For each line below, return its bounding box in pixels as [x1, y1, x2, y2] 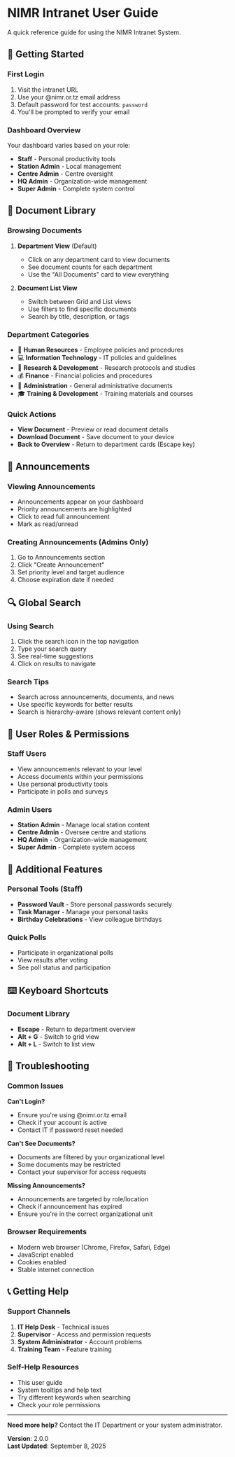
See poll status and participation [17, 963, 111, 972]
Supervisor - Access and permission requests [17, 1330, 152, 1339]
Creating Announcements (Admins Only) [7, 537, 149, 547]
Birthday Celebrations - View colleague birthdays [17, 915, 162, 923]
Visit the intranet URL [17, 85, 79, 94]
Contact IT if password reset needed [17, 1126, 124, 1134]
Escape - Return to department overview [17, 1025, 136, 1033]
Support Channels [7, 1306, 71, 1316]
